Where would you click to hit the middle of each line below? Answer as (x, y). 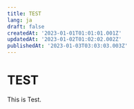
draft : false (26, 26)
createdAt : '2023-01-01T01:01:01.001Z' (65, 33)
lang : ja (20, 20)
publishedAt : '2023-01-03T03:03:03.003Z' (68, 46)
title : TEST (24, 14)
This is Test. (24, 99)
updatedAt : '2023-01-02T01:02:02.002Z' (65, 40)
